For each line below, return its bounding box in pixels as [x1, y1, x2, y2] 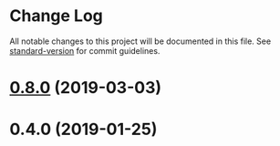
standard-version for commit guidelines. [9, 45, 161, 56]
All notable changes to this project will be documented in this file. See [9, 36, 272, 47]
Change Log [9, 5, 103, 26]
